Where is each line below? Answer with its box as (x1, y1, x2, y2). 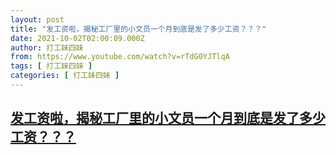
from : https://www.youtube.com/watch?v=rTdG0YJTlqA (10, 52, 230, 62)
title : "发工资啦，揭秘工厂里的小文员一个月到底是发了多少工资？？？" (10, 24, 267, 34)
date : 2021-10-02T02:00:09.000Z (10, 33, 145, 43)
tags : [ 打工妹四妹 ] (10, 61, 93, 71)
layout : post (10, 14, 65, 25)
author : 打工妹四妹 (10, 42, 84, 53)
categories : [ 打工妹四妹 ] (10, 71, 120, 81)
